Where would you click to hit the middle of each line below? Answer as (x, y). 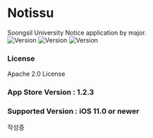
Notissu (31, 13)
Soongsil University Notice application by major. (77, 33)
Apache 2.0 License (36, 74)
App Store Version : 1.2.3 (51, 92)
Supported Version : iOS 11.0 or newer (73, 111)
